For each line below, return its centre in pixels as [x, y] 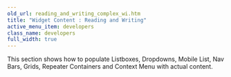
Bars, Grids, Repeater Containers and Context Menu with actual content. [110, 67]
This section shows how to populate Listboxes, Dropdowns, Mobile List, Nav [116, 59]
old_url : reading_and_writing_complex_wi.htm [74, 14]
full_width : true [32, 40]
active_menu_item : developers [51, 26]
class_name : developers [41, 33]
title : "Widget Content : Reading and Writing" [77, 20]
